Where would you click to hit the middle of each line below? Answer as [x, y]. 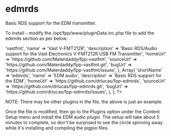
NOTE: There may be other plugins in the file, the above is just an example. [84, 101]
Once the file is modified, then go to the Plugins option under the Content [83, 111]
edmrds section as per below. [36, 38]
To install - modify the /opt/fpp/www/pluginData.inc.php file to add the [80, 33]
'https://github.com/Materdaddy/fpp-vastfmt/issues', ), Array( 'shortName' [84, 70]
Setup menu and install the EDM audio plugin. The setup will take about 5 [82, 117]
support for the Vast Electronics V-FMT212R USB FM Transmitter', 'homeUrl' [86, 54]
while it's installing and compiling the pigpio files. [57, 128]
